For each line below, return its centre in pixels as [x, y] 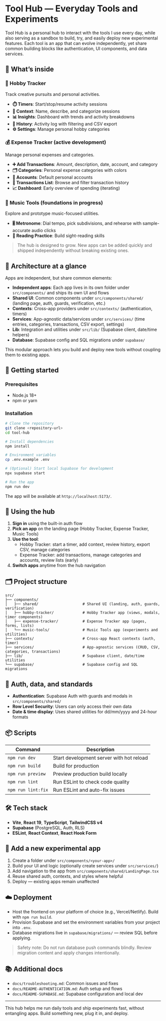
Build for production [76, 766]
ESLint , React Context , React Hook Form [54, 833]
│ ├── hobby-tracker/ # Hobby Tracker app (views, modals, [83, 613]
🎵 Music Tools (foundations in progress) [54, 203]
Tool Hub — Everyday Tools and [72, 9]
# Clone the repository [30, 424]
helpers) [21, 335]
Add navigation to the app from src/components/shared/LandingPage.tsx [85, 871]
